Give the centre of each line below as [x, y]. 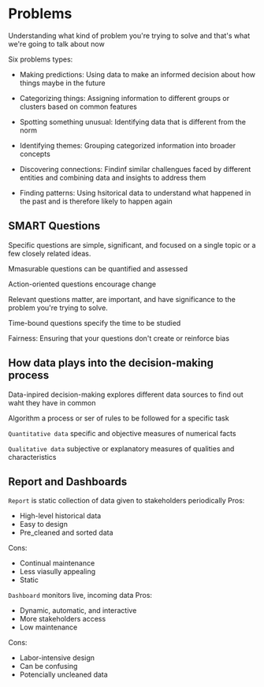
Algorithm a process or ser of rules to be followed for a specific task [119, 418]
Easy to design [44, 525]
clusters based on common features [78, 106]
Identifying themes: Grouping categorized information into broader [128, 145]
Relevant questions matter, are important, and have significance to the [122, 299]
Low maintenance [48, 627]
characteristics [32, 457]
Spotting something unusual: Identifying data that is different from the [133, 121]
